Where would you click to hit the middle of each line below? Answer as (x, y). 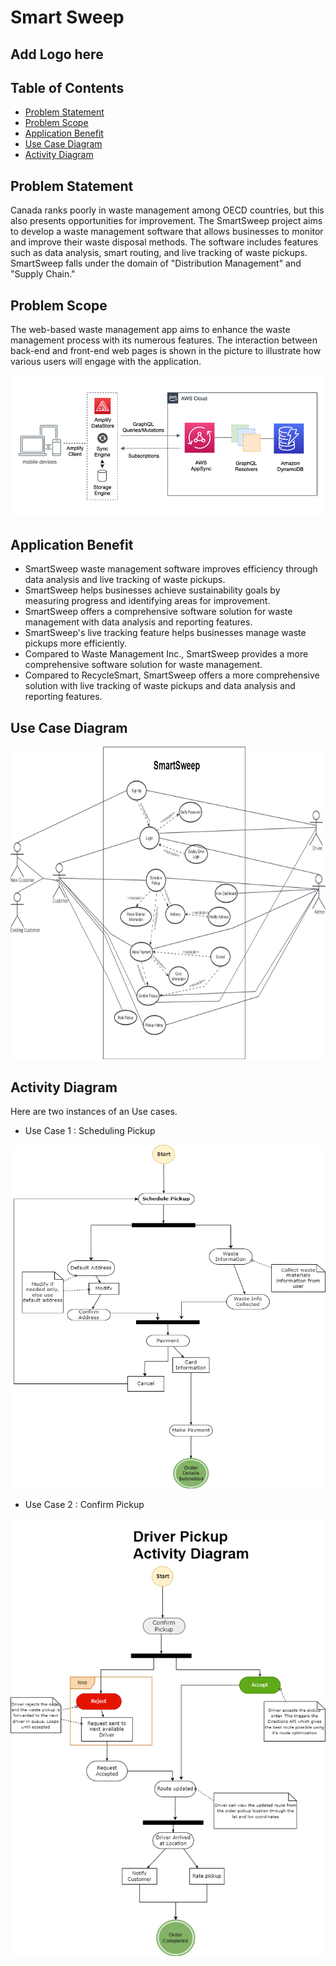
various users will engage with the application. (106, 362)
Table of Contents (67, 87)
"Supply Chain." (43, 274)
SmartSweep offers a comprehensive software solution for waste (158, 612)
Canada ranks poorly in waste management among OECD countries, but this (167, 210)
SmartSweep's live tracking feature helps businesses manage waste (165, 633)
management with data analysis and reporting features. (138, 622)
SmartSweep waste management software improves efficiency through (171, 569)
